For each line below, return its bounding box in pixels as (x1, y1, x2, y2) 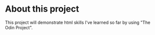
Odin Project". (5, 24, 33, 30)
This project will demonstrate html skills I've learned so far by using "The (5, 19, 151, 25)
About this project (5, 3, 79, 15)
